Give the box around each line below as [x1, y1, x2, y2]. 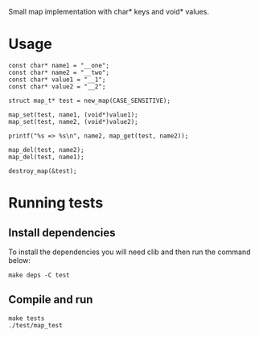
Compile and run [8, 293, 93, 306]
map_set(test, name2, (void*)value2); [8, 117, 138, 125]
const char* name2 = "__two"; [8, 68, 110, 76]
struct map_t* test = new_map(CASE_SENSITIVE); [8, 97, 171, 105]
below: [8, 255, 31, 265]
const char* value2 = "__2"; [8, 82, 106, 91]
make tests [8, 314, 45, 323]
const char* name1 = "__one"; [8, 61, 110, 69]
